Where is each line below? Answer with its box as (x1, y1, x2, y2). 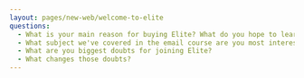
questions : (9, 22, 51, 30)
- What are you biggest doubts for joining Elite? (17, 47, 213, 56)
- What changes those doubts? (17, 55, 131, 64)
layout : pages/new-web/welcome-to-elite (9, 13, 165, 22)
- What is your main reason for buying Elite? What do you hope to (17, 30, 278, 39)
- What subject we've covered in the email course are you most (17, 38, 265, 48)
